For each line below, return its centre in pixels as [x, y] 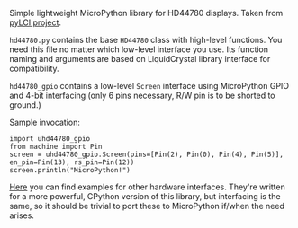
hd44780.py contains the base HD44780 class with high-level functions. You [146, 40]
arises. [22, 215]
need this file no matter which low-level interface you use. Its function [139, 49]
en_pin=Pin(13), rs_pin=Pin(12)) [72, 162]
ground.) [26, 105]
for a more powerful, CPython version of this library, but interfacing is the [145, 196]
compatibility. [35, 68]
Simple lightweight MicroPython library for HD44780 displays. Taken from [146, 13]
